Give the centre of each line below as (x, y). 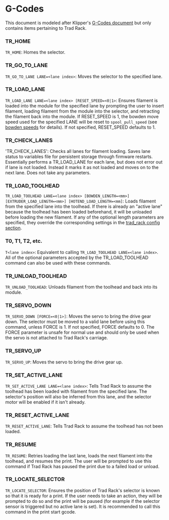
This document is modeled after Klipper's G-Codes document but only (78, 23)
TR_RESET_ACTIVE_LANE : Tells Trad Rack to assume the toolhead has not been (84, 426)
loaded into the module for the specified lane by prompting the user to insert (84, 106)
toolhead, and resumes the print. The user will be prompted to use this (78, 461)
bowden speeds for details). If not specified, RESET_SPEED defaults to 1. (80, 127)
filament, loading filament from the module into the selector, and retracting (82, 111)
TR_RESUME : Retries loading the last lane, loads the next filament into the (79, 455)
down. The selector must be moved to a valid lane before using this (75, 322)
